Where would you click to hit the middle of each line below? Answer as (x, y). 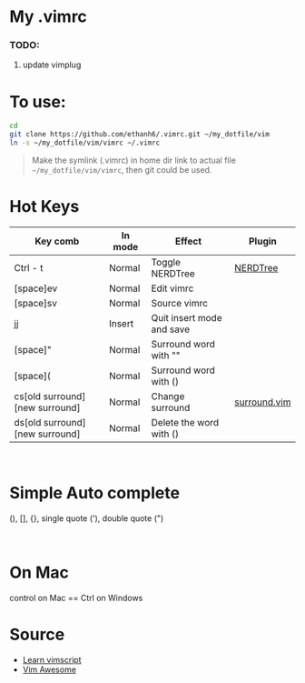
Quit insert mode (187, 317)
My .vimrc (49, 17)
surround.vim (263, 402)
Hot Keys (44, 207)
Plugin (262, 241)
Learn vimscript (52, 659)
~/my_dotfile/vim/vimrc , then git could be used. (122, 170)
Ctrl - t (29, 267)
